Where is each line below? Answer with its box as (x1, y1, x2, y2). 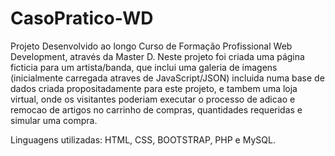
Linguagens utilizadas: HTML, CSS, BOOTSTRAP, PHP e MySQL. (10, 133, 276, 146)
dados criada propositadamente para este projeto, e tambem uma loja (10, 82, 298, 94)
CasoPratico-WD (10, 7, 154, 30)
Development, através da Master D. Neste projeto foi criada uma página (10, 50, 305, 62)
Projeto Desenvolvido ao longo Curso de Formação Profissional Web (10, 40, 293, 52)
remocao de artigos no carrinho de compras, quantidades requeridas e (10, 103, 303, 116)
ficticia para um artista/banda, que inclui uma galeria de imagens (10, 61, 278, 73)
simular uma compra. (10, 114, 98, 126)
